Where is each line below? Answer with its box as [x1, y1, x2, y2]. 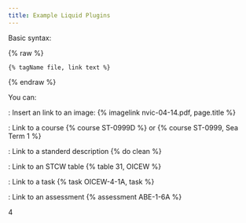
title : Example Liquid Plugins [8, 11, 111, 20]
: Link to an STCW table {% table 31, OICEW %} [8, 162, 162, 171]
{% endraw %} [8, 77, 57, 86]
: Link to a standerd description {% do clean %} [8, 146, 163, 155]
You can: [8, 92, 37, 102]
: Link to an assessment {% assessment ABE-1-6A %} [8, 192, 182, 201]
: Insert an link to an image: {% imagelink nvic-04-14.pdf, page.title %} [8, 108, 236, 117]
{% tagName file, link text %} [8, 64, 111, 71]
